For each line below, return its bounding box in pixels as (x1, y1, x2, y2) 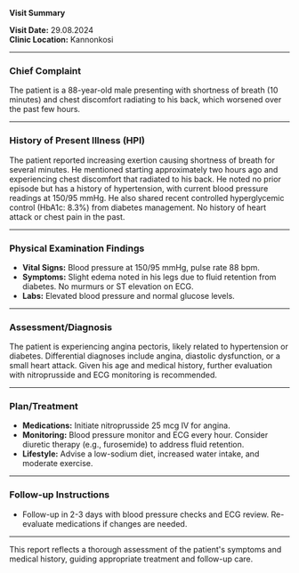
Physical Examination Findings (9, 242, 145, 254)
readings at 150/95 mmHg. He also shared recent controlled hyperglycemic (9, 192, 285, 203)
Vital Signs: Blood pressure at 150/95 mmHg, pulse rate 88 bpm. (21, 262, 261, 272)
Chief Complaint (9, 64, 82, 77)
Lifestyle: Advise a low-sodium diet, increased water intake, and (21, 448, 260, 459)
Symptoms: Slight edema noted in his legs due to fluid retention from (21, 271, 277, 282)
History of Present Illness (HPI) (9, 134, 145, 147)
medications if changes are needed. (55, 518, 188, 529)
